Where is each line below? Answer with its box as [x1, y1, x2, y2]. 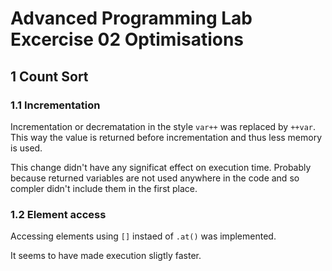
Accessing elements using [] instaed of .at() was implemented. [10, 230, 277, 242]
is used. [10, 142, 43, 154]
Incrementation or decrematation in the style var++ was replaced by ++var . [10, 120, 317, 132]
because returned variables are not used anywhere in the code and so [10, 172, 300, 184]
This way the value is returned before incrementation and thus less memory [10, 131, 323, 143]
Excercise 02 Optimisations [10, 28, 245, 51]
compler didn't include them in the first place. [10, 182, 198, 194]
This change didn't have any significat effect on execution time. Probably [10, 161, 312, 173]
